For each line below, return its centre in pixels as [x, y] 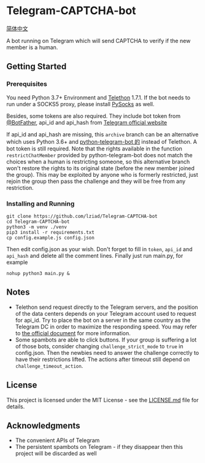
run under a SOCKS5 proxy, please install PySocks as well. [80, 104]
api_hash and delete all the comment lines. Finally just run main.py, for [95, 255]
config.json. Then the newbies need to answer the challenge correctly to [107, 352]
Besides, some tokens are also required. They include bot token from [94, 116]
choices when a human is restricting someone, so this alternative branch [98, 161]
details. [16, 407]
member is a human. [32, 47]
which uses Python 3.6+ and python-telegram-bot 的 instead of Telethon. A [102, 141]
